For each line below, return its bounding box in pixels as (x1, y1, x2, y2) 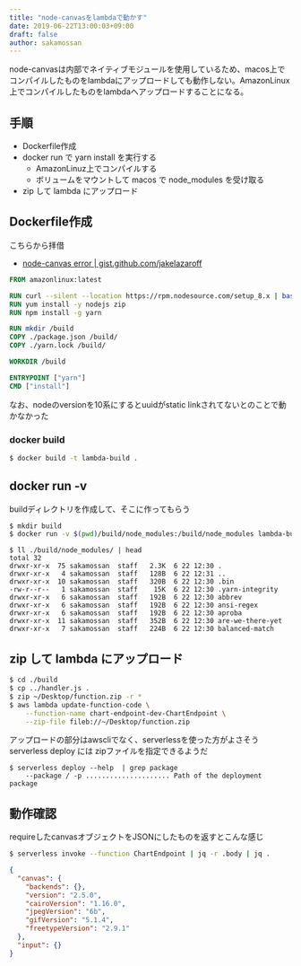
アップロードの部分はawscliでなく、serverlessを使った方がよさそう (9, 734, 260, 745)
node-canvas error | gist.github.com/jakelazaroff (21, 258, 202, 268)
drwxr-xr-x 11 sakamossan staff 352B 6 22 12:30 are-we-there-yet (9, 617, 282, 626)
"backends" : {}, (25, 882, 87, 891)
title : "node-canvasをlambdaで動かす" (9, 13, 148, 22)
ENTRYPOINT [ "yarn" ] (9, 373, 87, 382)
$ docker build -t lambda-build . (9, 453, 139, 462)
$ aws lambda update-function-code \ (9, 700, 150, 709)
